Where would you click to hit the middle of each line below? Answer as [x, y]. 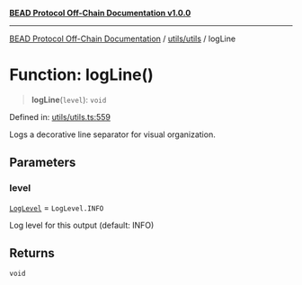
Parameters [43, 163]
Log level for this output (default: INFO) [82, 225]
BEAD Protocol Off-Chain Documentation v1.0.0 [100, 13]
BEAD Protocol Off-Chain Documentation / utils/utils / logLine [123, 39]
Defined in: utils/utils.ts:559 [60, 117]
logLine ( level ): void [69, 99]
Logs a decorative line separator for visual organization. [112, 134]
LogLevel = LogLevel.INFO [57, 207]
